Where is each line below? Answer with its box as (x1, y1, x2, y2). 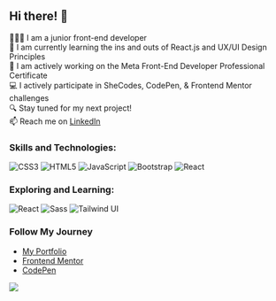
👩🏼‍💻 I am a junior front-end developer (9, 32, 148, 42)
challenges (9, 92, 50, 103)
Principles (9, 50, 46, 62)
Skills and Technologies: (9, 141, 117, 153)
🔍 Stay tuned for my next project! (9, 103, 133, 113)
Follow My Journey (9, 226, 93, 238)
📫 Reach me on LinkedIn (9, 116, 101, 127)
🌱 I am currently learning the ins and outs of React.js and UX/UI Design (9, 42, 267, 52)
